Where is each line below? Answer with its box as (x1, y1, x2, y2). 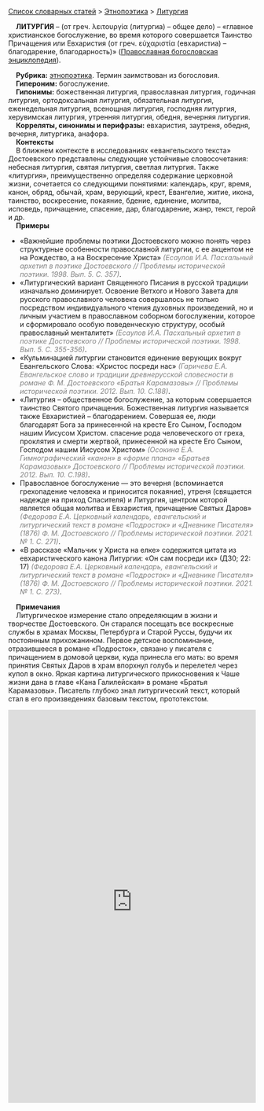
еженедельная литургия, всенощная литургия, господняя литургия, (8, 104, 237, 113)
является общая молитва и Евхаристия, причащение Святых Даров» (19, 503, 252, 513)
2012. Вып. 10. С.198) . (19, 470, 90, 479)
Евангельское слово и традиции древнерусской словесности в (19, 370, 234, 379)
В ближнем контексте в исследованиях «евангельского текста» (15, 145, 232, 155)
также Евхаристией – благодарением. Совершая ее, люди (19, 412, 216, 421)
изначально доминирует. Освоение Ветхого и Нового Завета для (19, 286, 239, 296)
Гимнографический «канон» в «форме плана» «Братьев (19, 454, 211, 462)
